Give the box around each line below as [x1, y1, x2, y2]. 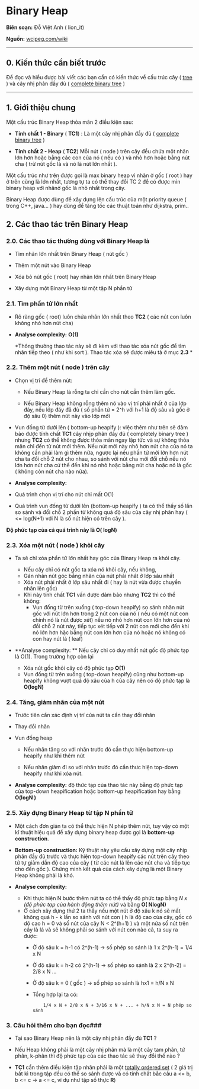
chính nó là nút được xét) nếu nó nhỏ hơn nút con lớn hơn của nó [32, 616, 191, 624]
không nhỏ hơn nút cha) [14, 319, 73, 326]
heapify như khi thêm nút [23, 752, 85, 759]
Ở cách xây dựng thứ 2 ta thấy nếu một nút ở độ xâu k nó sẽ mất [23, 907, 181, 914]
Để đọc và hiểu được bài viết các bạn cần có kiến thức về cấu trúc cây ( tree [6, 73, 192, 81]
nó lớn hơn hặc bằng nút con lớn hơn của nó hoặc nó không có [32, 629, 186, 636]
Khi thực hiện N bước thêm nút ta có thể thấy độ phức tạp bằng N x [23, 894, 188, 901]
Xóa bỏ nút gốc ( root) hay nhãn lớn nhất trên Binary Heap [14, 274, 157, 281]
